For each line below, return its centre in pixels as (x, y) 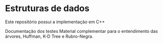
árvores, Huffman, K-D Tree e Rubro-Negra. (49, 36)
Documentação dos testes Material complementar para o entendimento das (81, 31)
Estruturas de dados (47, 8)
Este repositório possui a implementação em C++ (55, 22)
